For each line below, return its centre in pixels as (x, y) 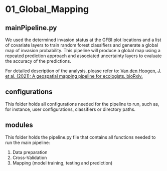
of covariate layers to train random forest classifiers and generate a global (82, 45)
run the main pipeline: (28, 142)
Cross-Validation (30, 157)
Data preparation (30, 152)
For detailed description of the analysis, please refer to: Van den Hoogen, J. (83, 71)
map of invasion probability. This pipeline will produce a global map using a (83, 50)
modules (19, 125)
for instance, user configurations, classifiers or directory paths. (70, 109)
